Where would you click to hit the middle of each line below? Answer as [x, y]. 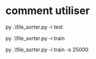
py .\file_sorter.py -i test [34, 27]
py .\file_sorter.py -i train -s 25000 [47, 49]
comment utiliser [48, 11]
